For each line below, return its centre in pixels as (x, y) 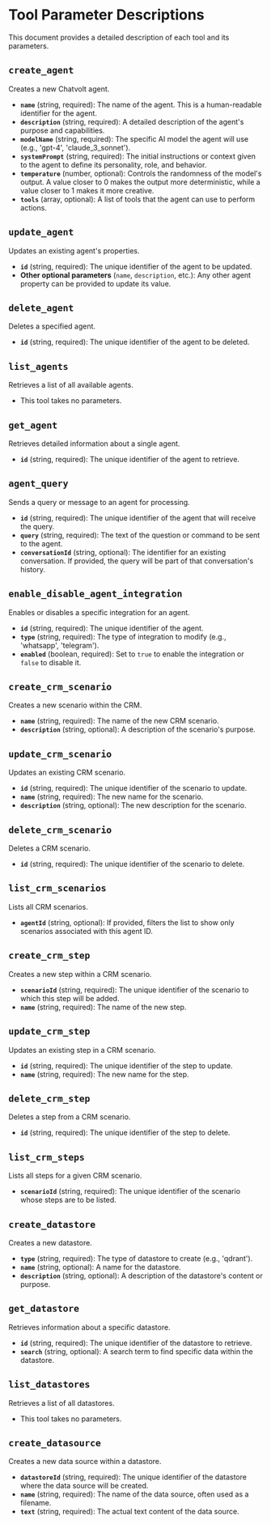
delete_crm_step (49, 1098)
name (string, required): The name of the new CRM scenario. (120, 721)
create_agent (41, 70)
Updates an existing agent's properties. (74, 250)
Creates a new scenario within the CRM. (75, 705)
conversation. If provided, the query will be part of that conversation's (137, 561)
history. (33, 569)
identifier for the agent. (58, 113)
